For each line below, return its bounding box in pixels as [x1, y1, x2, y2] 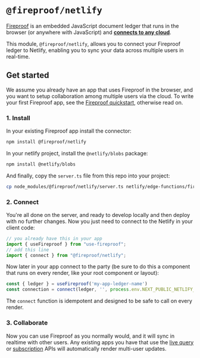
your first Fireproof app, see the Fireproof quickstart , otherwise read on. [6, 99, 183, 106]
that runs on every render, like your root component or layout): [6, 270, 160, 277]
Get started [6, 71, 49, 81]
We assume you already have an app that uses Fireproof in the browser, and [6, 86, 193, 93]
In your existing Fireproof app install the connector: [6, 127, 132, 134]
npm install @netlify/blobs [6, 161, 76, 167]
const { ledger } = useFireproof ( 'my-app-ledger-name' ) [6, 281, 148, 287]
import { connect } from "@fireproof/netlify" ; [6, 252, 127, 258]
